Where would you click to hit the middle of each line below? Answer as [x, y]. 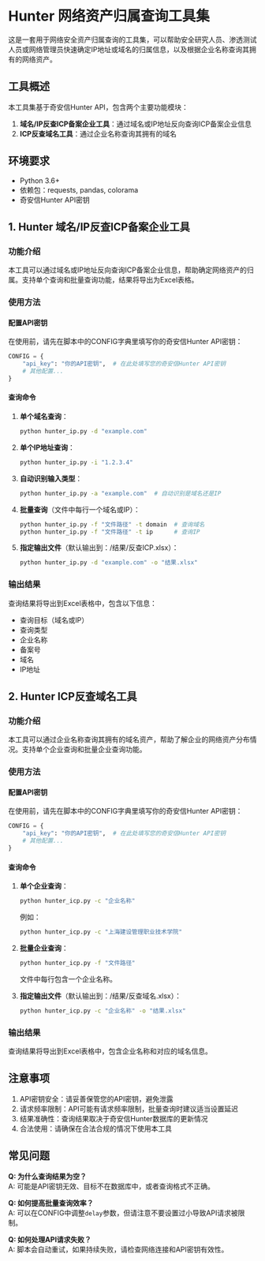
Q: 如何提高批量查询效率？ [51, 1203]
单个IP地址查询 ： [47, 447]
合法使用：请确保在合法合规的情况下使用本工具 [95, 1128]
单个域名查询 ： [44, 417]
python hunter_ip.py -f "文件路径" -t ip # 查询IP [110, 532]
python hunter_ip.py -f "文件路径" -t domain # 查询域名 [112, 524]
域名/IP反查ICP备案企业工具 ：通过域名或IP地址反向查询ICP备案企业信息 [136, 124]
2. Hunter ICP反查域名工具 [73, 696]
